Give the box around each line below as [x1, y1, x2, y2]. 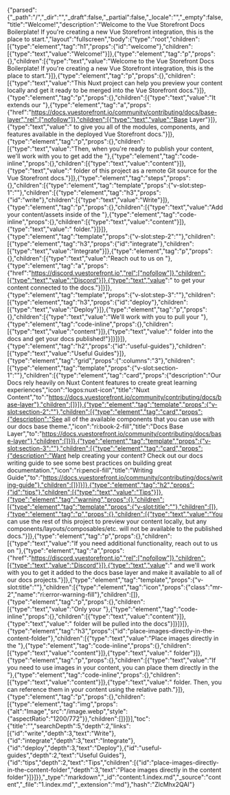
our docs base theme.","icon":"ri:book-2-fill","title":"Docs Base [7, 422, 184, 431]
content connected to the [7, 283, 79, 292]
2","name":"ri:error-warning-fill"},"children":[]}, [7, 591, 140, 598]
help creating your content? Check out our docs [67, 452, 203, 459]
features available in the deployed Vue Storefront [7, 130, 146, 138]
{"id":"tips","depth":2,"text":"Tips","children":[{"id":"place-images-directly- [7, 759, 220, 766]
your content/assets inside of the [7, 210, 101, 219]
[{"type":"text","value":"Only [7, 605, 88, 613]
